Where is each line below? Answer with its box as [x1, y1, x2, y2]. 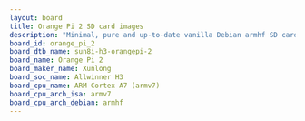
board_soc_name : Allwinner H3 [9, 73, 124, 82]
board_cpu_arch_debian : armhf [9, 97, 124, 107]
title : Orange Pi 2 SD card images [9, 22, 144, 31]
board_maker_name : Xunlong [9, 65, 112, 74]
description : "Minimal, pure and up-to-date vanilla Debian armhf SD [9, 30, 279, 39]
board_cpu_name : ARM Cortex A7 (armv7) [9, 81, 161, 90]
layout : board [9, 13, 64, 23]
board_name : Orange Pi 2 [9, 55, 103, 65]
